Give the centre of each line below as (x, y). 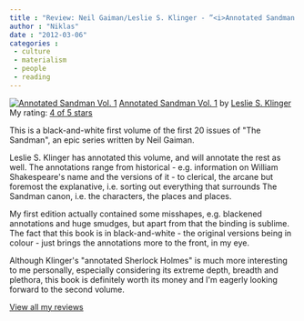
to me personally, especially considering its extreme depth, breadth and (144, 270)
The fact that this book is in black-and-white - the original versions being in (151, 233)
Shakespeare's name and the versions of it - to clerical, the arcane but (142, 176)
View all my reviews (46, 306)
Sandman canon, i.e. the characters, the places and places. (121, 196)
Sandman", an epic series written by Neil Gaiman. (102, 140)
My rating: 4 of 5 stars (51, 112)
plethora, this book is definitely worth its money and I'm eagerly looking (143, 279)
